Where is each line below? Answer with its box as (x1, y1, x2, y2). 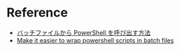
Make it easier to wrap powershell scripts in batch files (16, 36, 174, 44)
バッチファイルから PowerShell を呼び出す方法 (16, 28, 151, 37)
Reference (6, 5, 68, 21)
